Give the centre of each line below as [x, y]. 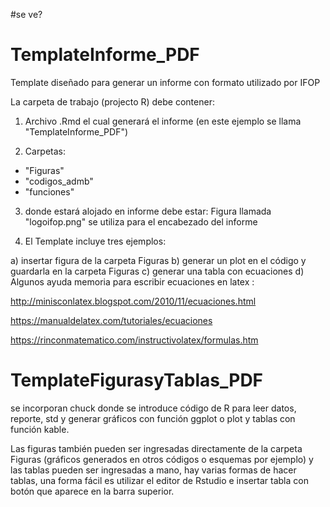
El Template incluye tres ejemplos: [95, 241]
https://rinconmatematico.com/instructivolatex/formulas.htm [134, 340]
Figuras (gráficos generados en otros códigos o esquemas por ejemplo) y [162, 459]
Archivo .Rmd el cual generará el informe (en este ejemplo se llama [163, 121]
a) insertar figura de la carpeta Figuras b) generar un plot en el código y [158, 260]
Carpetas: [45, 151]
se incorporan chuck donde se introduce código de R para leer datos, [153, 408]
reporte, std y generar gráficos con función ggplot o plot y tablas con [153, 418]
